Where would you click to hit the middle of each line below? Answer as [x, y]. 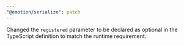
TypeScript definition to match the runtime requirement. [76, 36]
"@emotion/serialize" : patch [43, 12]
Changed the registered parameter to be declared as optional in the [92, 29]
